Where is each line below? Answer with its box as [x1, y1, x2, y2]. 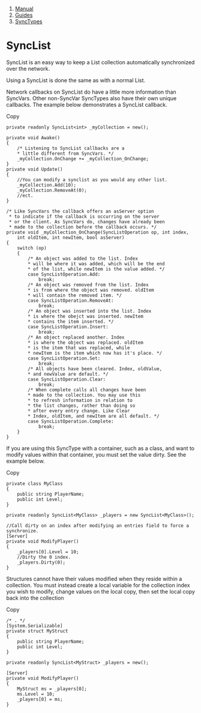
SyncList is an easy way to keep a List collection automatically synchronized [6, 58, 195, 65]
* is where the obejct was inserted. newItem [28, 313, 144, 319]
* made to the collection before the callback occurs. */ [8, 224, 157, 230]
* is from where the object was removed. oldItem [28, 287, 154, 293]
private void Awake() [6, 134, 61, 140]
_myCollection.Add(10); [17, 182, 77, 188]
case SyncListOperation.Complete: [28, 418, 114, 424]
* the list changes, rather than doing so [28, 402, 136, 409]
